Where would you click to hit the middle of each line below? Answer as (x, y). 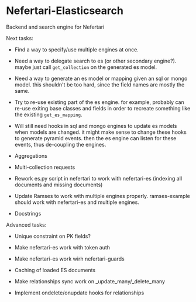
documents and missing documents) (59, 185)
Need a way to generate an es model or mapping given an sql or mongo (101, 78)
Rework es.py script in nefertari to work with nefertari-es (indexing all (98, 178)
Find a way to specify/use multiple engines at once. (76, 49)
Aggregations (31, 155)
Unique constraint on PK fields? (52, 236)
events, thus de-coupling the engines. (60, 144)
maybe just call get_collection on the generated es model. (86, 67)
